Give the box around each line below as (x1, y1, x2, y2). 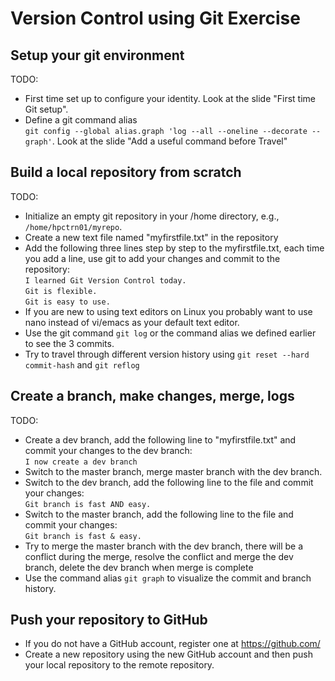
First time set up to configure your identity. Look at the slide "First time (24, 93, 317, 104)
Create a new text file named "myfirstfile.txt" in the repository (24, 231, 279, 243)
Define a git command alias (24, 114, 138, 126)
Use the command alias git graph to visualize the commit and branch (24, 572, 312, 584)
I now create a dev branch (24, 457, 138, 467)
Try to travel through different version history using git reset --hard (24, 348, 310, 360)
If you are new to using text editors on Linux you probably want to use (24, 305, 313, 317)
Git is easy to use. (24, 297, 111, 307)
